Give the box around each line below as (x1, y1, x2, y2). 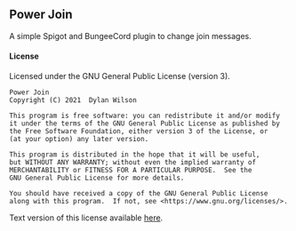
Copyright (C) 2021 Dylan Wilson (9, 96, 138, 105)
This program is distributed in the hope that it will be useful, (9, 150, 260, 159)
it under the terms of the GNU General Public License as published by (9, 119, 280, 128)
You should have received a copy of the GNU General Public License (9, 189, 268, 198)
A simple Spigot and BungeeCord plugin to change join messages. (9, 30, 252, 41)
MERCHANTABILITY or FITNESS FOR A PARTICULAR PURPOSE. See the (9, 166, 252, 175)
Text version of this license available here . (9, 212, 164, 223)
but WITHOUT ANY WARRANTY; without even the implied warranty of (9, 158, 256, 167)
